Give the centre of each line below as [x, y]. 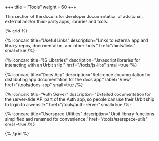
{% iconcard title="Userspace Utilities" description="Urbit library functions [80, 114]
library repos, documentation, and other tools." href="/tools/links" [71, 45]
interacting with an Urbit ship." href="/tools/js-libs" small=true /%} [71, 65]
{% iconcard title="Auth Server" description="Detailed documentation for [78, 94]
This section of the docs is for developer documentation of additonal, [74, 16]
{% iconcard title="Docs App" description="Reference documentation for [78, 74]
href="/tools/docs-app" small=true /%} [44, 85]
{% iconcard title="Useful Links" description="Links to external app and [77, 40]
